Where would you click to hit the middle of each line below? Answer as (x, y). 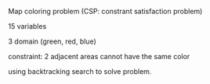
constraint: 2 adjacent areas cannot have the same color (99, 56)
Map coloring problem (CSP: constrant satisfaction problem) (105, 11)
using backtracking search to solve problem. (80, 72)
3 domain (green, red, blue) (52, 41)
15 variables (27, 26)
